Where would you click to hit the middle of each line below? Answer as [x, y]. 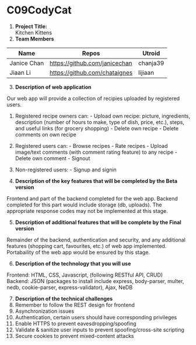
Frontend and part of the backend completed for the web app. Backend [92, 198]
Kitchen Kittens [33, 32]
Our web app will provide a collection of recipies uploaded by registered [93, 98]
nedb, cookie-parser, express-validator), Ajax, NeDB [70, 287]
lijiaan [146, 73]
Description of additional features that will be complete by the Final [98, 222]
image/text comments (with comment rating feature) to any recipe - [96, 152]
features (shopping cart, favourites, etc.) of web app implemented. [87, 246]
